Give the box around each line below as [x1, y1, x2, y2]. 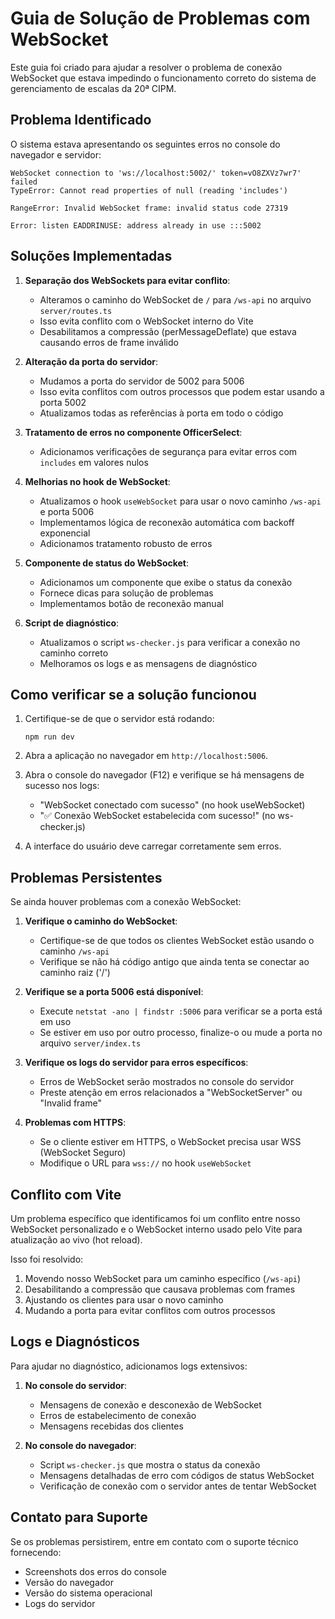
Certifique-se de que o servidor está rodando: [24, 713, 215, 725]
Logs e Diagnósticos [10, 1333, 140, 1351]
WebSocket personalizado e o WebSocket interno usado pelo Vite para [10, 1223, 303, 1235]
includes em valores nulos [39, 456, 149, 468]
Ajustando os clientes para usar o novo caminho [24, 1294, 224, 1306]
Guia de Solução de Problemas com [10, 7, 311, 30]
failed [10, 177, 38, 187]
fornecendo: [10, 1546, 62, 1558]
